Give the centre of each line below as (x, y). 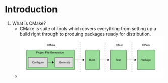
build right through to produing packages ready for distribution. (85, 34)
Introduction (31, 9)
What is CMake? (29, 23)
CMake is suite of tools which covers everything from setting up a (88, 28)
